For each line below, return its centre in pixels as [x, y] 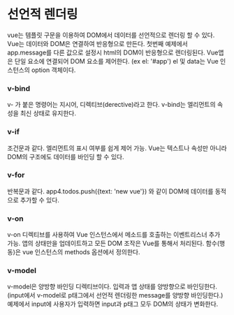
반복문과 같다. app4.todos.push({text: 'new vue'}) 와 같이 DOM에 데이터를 [110, 191]
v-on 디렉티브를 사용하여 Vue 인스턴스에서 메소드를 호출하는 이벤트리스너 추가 [114, 235]
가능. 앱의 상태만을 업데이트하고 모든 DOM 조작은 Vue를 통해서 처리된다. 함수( [114, 243]
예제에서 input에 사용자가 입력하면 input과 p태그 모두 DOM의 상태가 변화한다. [113, 304]
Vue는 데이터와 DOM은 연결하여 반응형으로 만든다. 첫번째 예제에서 [98, 43]
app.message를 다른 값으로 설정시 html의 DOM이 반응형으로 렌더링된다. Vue [113, 52]
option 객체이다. [53, 70]
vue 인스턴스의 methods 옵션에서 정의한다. [81, 252]
